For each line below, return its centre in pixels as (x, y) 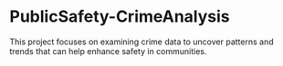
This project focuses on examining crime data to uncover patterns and (141, 42)
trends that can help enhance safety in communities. (108, 51)
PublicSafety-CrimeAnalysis (120, 17)
